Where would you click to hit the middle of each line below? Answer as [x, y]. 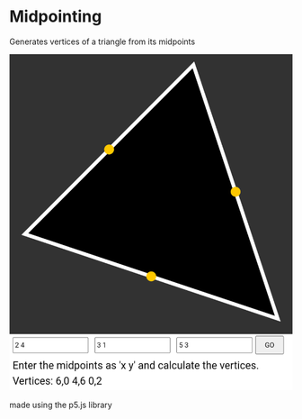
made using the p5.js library [61, 405]
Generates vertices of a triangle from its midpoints [102, 41]
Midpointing [56, 17]
